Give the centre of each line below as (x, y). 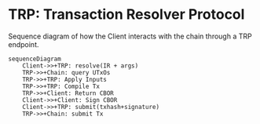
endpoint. (24, 44)
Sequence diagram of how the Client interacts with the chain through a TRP (130, 36)
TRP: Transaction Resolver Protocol (126, 15)
